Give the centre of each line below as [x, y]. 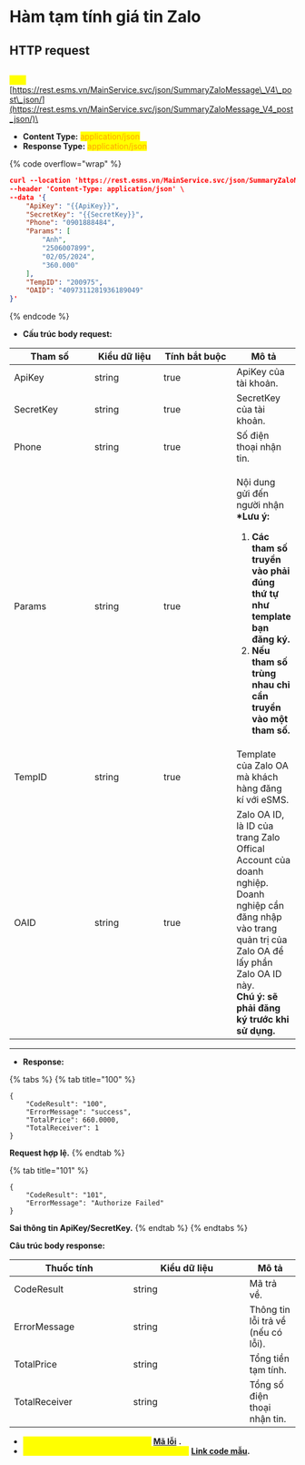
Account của [263, 860]
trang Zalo [258, 838]
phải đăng [259, 1008]
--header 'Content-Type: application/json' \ [97, 188]
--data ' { [28, 198]
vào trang [257, 929]
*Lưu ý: [253, 516]
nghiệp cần [260, 906]
